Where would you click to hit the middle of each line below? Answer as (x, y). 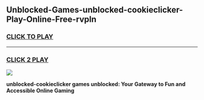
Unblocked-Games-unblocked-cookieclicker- (95, 10)
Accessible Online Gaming (40, 90)
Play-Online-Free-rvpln (52, 20)
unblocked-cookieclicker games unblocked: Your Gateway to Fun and (96, 84)
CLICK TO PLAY (30, 37)
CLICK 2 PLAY (27, 59)
